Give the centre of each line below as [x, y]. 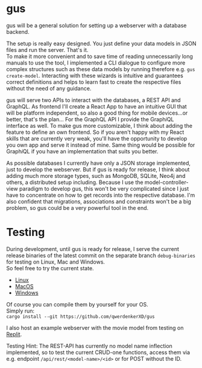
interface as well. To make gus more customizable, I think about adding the [99, 125]
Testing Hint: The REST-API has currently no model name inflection [90, 346]
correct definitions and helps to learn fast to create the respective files [94, 82]
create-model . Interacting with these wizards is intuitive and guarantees [95, 75]
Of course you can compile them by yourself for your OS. [77, 304]
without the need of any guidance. [49, 88]
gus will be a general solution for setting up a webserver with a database [96, 25]
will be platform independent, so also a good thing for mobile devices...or [97, 113]
